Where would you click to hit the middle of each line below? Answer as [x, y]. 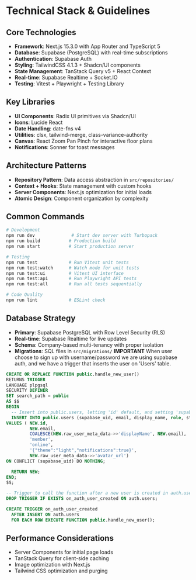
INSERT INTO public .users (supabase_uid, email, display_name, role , [97, 417]
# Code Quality [24, 295]
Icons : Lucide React [38, 122]
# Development [23, 230]
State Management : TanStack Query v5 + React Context [83, 71]
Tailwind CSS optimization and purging [61, 571]
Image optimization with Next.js [52, 565]
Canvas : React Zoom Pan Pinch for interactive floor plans [83, 141]
